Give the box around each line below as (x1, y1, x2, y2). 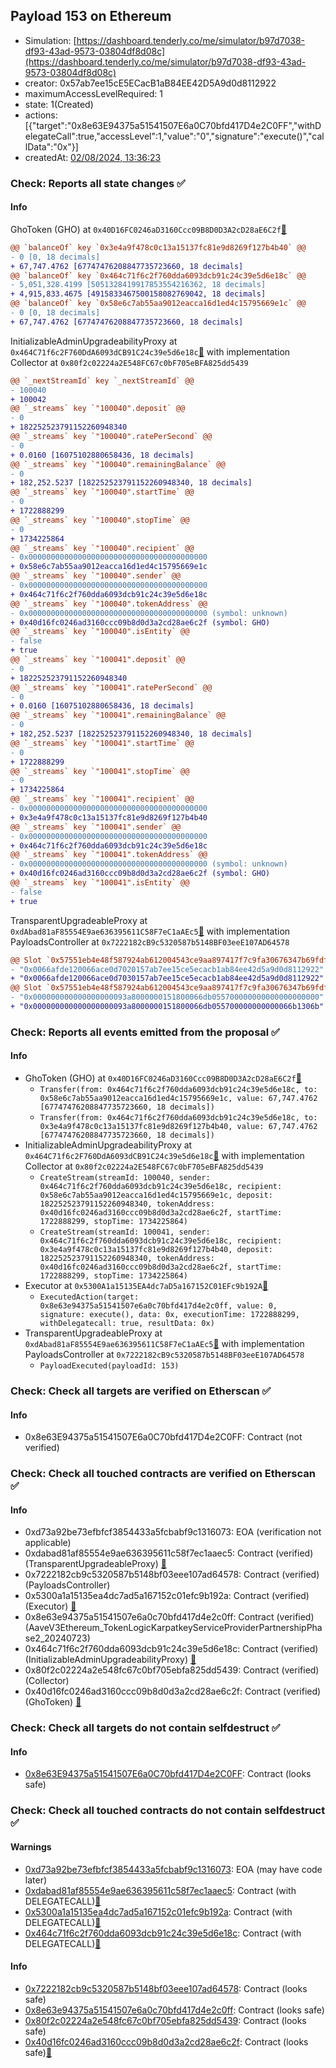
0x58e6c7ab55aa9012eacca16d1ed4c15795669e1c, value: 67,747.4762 (39, 1094, 318, 1104)
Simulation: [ (24, 34, 77, 46)
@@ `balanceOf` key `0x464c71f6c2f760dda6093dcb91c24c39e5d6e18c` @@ (10, 270, 307, 281)
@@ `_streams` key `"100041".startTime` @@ (10, 738, 195, 748)
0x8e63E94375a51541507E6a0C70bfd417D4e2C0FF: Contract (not (24, 1431, 303, 1443)
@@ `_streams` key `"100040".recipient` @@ (10, 543, 195, 553)
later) (24, 1874, 48, 1886)
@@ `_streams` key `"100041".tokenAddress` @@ (10, 850, 208, 860)
